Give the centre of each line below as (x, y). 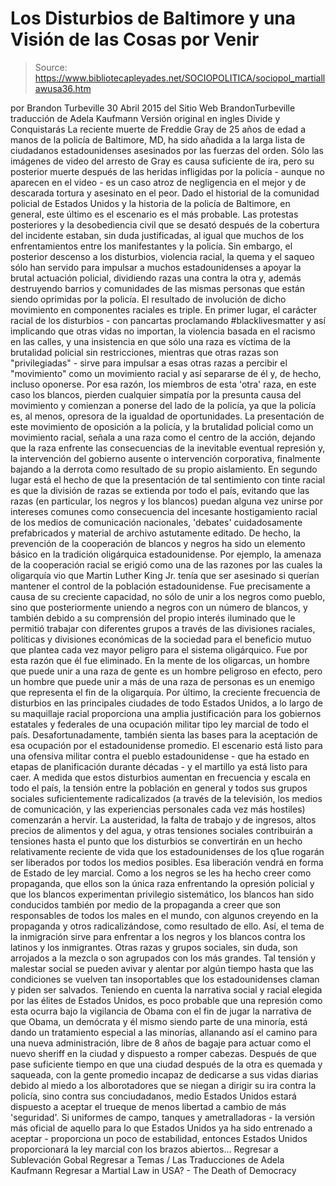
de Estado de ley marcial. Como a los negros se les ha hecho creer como (161, 873)
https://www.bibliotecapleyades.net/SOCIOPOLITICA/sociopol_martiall (180, 78)
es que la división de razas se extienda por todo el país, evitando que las (160, 490)
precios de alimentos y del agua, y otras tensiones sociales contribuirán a (161, 830)
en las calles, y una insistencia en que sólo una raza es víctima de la (150, 341)
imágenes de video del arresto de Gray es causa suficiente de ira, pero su (162, 161)
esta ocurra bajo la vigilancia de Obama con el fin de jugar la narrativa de (161, 1011)
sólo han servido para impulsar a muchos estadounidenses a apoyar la (156, 267)
